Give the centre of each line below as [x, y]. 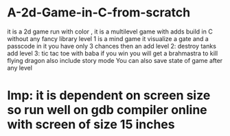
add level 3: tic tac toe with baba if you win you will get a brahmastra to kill [113, 53]
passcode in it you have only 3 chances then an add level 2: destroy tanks [112, 46]
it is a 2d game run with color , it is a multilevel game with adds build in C [110, 31]
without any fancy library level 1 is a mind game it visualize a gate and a [108, 38]
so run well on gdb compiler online [107, 110]
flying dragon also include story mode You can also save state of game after [115, 60]
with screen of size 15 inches [91, 125]
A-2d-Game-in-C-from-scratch [99, 13]
